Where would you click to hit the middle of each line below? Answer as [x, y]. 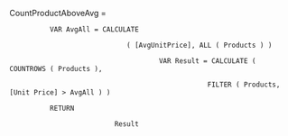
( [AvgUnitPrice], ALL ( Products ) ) [199, 45]
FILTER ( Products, [244, 85]
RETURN [62, 108]
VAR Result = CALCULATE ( [207, 61]
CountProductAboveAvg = [58, 13]
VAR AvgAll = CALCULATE [94, 30]
